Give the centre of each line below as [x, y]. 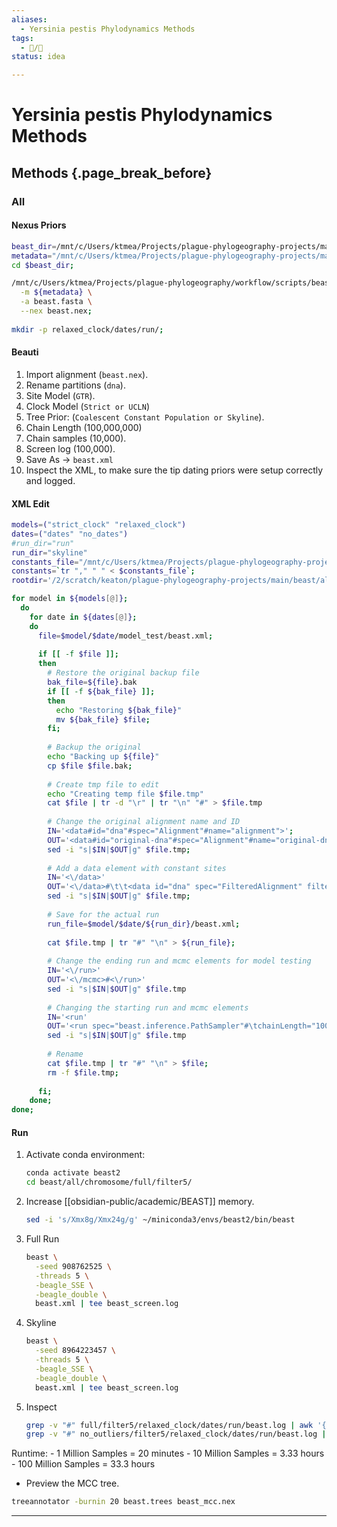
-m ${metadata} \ [56, 292]
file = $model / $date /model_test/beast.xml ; [125, 636]
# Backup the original [94, 747]
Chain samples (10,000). [76, 438]
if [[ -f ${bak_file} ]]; [101, 691]
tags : [22, 38]
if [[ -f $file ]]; [78, 654]
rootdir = [29, 581]
